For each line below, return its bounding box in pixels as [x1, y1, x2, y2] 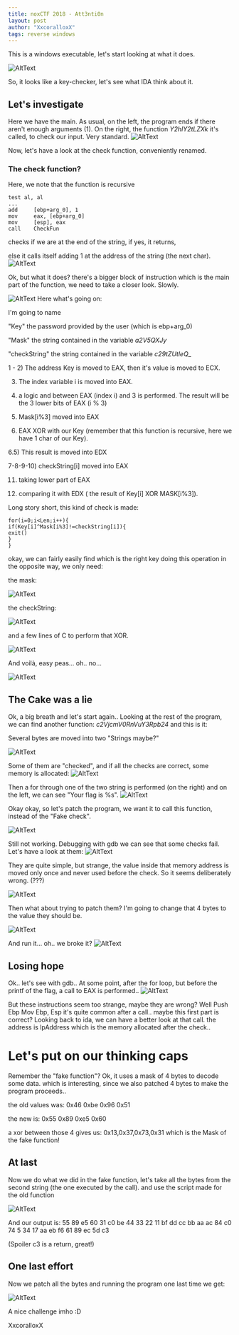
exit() [8, 530, 28, 537]
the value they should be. [8, 912, 83, 920]
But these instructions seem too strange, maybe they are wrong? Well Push [8, 1000, 228, 1009]
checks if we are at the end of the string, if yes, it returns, [8, 238, 176, 246]
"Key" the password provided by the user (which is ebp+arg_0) [8, 322, 193, 331]
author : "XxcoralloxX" [8, 24, 75, 31]
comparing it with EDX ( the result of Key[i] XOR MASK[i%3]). [18, 490, 198, 498]
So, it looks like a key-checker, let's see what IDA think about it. [8, 78, 194, 86]
